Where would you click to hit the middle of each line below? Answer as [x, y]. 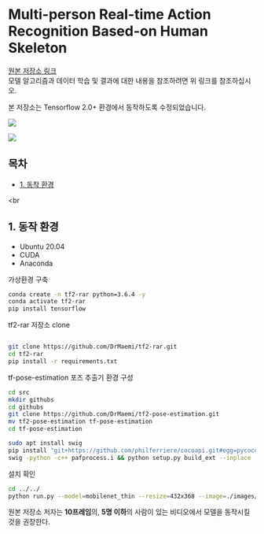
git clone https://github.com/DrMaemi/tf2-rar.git [93, 347]
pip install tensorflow [47, 309]
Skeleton [38, 48]
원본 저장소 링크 [33, 70]
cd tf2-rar [26, 354]
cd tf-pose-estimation [45, 429]
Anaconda [36, 263]
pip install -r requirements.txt [63, 361]
